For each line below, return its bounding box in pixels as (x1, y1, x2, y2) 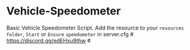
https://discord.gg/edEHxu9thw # (6, 37, 91, 44)
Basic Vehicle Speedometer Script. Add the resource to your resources (6, 24, 185, 31)
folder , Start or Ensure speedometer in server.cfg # (6, 30, 134, 37)
